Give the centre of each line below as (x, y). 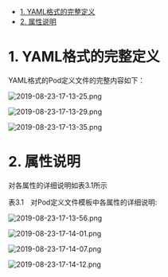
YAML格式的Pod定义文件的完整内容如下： (77, 80)
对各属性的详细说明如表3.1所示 (58, 185)
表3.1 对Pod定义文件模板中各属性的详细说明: (83, 202)
